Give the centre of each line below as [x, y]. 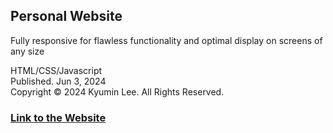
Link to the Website [58, 117]
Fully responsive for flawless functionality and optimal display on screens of [166, 40]
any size [27, 51]
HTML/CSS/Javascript [56, 70]
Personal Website [66, 16]
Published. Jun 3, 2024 [58, 81]
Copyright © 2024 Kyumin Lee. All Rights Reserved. [117, 91]
